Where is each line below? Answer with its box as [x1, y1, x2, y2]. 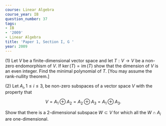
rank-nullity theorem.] [5, 73, 50, 79]
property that [5, 89, 32, 95]
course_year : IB [5, 12, 39, 17]
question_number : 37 [5, 16, 48, 21]
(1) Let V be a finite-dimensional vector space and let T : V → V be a [5, 57, 145, 63]
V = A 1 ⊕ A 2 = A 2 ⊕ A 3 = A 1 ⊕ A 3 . [45, 99, 121, 106]
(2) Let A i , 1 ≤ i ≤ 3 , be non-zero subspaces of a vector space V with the [5, 83, 153, 90]
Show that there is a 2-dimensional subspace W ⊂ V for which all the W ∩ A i [5, 110, 161, 117]
